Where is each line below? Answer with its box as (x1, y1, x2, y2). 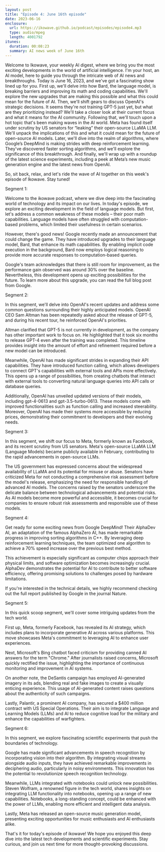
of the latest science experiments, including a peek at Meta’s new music (5, 156, 151, 162)
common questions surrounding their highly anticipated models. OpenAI (5, 306, 151, 313)
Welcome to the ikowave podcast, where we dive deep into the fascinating (5, 195, 156, 201)
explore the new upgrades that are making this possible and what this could (5, 93, 159, 99)
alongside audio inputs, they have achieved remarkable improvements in (5, 760, 152, 766)
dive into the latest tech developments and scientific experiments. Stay (5, 836, 148, 842)
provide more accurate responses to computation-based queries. (5, 252, 137, 258)
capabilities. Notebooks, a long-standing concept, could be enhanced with (5, 796, 156, 802)
